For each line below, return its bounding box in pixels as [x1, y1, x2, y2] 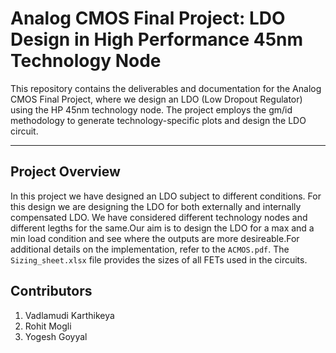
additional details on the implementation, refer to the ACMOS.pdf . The [10, 243, 290, 255]
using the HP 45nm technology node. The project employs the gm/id [10, 103, 293, 116]
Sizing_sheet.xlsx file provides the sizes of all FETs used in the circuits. [10, 253, 308, 266]
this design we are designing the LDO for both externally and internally [10, 200, 302, 212]
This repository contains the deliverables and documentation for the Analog [10, 82, 322, 94]
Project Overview [10, 163, 121, 181]
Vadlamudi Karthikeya [24, 309, 115, 321]
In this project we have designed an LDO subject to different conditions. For [10, 190, 322, 202]
